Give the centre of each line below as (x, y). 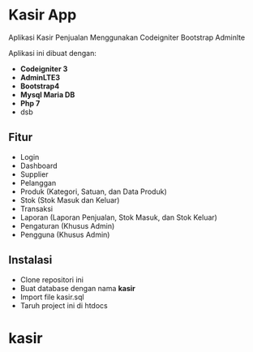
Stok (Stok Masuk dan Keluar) (70, 200)
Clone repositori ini (51, 279)
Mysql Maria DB (47, 94)
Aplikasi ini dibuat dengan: (53, 53)
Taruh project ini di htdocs (64, 305)
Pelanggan (38, 182)
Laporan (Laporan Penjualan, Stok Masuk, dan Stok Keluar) (118, 217)
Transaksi (36, 208)
